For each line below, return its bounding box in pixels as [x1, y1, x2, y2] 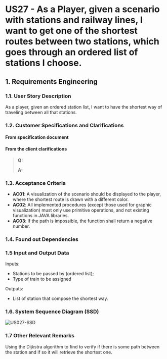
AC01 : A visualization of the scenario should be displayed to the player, [12, 191, 161, 197]
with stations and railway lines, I [5, 14, 143, 26]
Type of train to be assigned [12, 276, 72, 282]
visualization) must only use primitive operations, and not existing [12, 207, 149, 213]
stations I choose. [5, 57, 82, 69]
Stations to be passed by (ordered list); [12, 271, 94, 277]
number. [12, 223, 30, 229]
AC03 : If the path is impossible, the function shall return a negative [12, 218, 153, 224]
